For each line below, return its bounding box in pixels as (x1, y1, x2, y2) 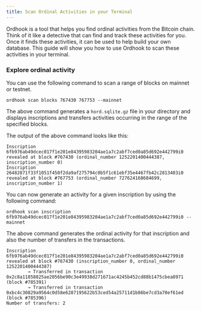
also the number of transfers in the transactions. (6, 236, 125, 243)
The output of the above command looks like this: (6, 132, 129, 139)
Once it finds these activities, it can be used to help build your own (6, 38, 171, 45)
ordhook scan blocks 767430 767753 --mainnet (6, 97, 122, 103)
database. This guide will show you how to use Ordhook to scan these (6, 44, 180, 52)
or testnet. (6, 85, 32, 93)
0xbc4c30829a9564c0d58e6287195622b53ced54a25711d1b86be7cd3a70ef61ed (6, 289, 184, 295)
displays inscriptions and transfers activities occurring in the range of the (6, 114, 187, 121)
